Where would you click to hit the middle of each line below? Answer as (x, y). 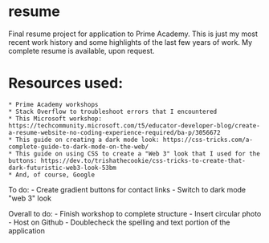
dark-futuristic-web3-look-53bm (62, 168)
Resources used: (65, 83)
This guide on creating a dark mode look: (88, 140)
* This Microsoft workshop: (55, 119)
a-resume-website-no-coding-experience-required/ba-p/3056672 (114, 132)
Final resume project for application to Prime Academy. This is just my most (133, 34)
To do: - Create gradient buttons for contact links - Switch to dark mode (127, 189)
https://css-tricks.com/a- (208, 140)
